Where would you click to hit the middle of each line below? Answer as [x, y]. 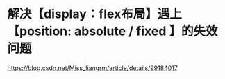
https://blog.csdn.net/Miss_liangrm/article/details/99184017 [93, 68]
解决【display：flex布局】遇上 [94, 14]
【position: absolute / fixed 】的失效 [112, 31]
